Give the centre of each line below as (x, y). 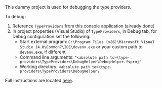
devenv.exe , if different (42, 52)
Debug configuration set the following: (51, 36)
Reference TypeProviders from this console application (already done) (83, 26)
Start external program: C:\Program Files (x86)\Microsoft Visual (87, 42)
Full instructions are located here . (39, 80)
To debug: (16, 16)
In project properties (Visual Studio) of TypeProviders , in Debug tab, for (84, 31)
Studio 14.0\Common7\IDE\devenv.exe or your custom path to (81, 47)
